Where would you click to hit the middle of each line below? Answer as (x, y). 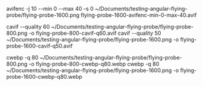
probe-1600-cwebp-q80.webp (44, 77)
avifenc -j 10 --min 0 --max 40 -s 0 (50, 9)
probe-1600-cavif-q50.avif (40, 46)
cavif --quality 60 (28, 27)
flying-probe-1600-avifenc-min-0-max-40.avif (139, 15)
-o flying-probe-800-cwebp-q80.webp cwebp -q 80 (94, 64)
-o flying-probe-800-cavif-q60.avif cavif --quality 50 (95, 33)
